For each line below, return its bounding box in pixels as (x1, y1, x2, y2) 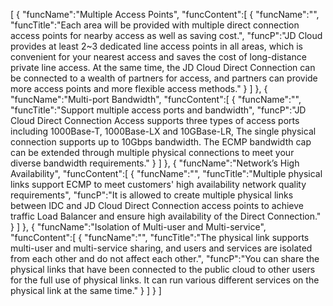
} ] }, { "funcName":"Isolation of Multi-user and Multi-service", (10, 221, 267, 233)
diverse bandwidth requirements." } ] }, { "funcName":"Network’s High (10, 157, 300, 169)
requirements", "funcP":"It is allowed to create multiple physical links (10, 189, 294, 201)
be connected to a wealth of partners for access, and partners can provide (10, 72, 318, 84)
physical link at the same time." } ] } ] (10, 285, 162, 296)
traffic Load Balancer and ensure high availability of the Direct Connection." (10, 210, 322, 222)
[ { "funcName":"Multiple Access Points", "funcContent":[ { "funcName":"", (10, 9, 320, 20)
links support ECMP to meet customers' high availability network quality (10, 179, 307, 190)
